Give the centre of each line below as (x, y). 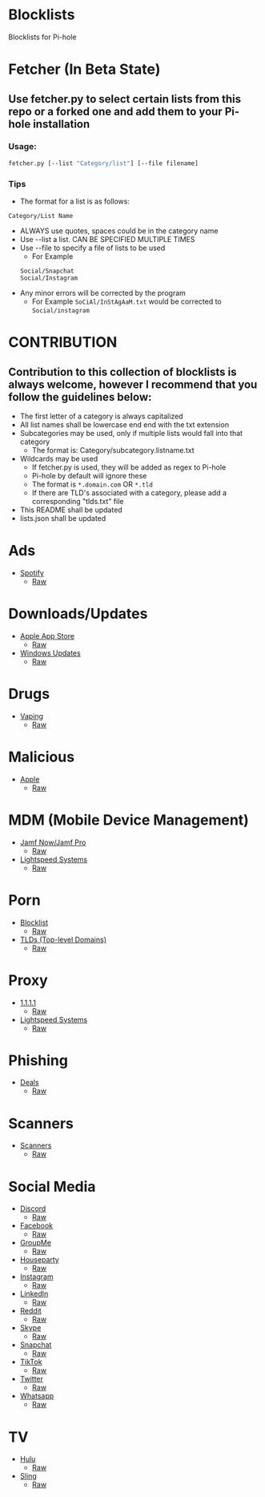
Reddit (30, 1311)
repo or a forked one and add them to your (115, 111)
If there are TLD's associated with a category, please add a (129, 492)
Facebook (36, 1226)
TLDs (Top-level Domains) (63, 939)
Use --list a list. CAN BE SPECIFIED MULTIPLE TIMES (107, 239)
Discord (33, 1208)
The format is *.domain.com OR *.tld (92, 484)
